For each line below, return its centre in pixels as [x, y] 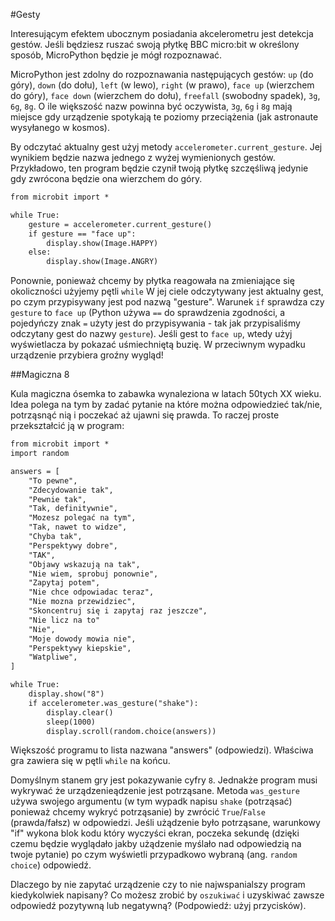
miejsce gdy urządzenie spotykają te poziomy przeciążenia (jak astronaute [164, 117]
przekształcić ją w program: [67, 426]
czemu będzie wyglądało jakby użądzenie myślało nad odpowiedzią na [156, 844]
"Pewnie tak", [57, 499]
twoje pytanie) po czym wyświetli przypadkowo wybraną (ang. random [154, 855]
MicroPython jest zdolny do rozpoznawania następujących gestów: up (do [162, 74]
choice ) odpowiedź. [51, 865]
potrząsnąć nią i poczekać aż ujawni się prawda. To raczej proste [145, 415]
